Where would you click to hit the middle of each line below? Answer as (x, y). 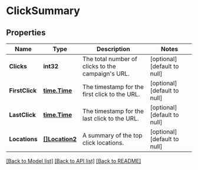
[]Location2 (60, 139)
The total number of (110, 59)
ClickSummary (43, 11)
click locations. (103, 143)
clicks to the (99, 66)
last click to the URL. (110, 119)
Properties (26, 33)
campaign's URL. (106, 74)
